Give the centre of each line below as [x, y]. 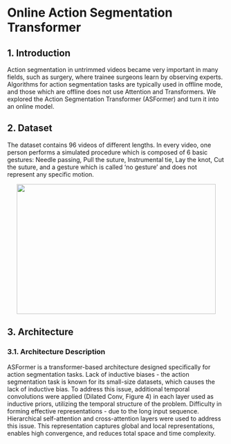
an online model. [31, 106]
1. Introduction [39, 53]
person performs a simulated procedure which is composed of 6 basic [108, 152]
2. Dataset [30, 128]
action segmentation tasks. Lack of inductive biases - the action [98, 374]
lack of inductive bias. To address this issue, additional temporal [99, 389]
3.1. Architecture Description [56, 352]
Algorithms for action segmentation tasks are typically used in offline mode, [115, 84]
